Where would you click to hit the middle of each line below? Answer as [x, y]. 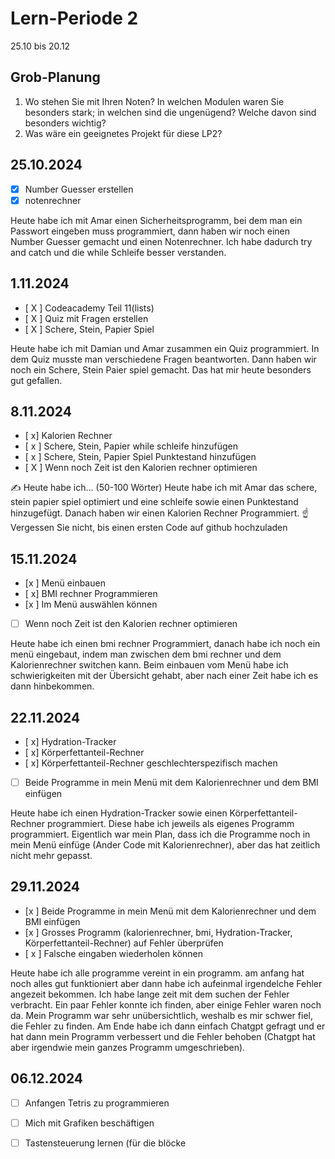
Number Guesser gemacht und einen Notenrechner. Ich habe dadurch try [161, 241]
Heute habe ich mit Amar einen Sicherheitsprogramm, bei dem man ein [156, 220]
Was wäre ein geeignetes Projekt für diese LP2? [123, 133]
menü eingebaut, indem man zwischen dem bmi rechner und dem [146, 654]
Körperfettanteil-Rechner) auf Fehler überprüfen [124, 943]
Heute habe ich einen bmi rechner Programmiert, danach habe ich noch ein [165, 644]
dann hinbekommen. [52, 686]
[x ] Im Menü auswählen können [91, 604]
